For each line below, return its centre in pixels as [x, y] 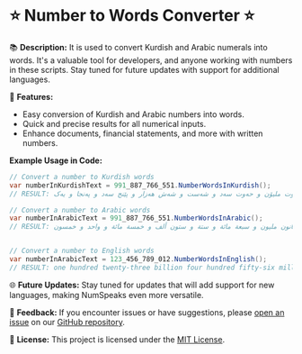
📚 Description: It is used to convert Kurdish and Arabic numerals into [138, 47]
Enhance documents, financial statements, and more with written [142, 133]
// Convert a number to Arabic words [80, 210]
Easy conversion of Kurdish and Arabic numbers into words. [133, 114]
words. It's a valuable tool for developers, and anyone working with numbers [151, 60]
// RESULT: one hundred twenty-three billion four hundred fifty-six [142, 268]
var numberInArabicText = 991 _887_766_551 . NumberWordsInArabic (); [136, 218]
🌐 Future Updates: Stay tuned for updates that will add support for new [142, 285]
